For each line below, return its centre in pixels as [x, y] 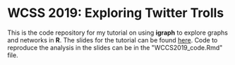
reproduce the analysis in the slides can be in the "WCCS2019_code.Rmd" [115, 47]
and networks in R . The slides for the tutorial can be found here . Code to [113, 40]
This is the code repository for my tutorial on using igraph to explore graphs [117, 32]
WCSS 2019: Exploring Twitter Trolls [116, 13]
